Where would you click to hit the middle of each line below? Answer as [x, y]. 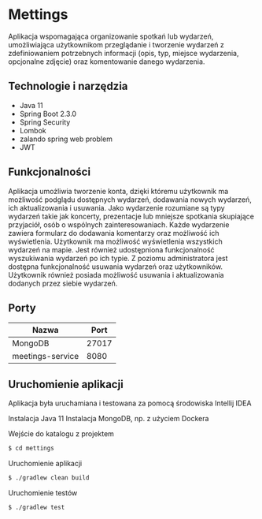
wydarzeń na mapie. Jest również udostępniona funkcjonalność [111, 249]
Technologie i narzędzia [68, 86]
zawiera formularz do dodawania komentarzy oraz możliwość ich [114, 233]
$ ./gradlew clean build [49, 478]
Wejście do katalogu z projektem [61, 434]
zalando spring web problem [66, 139]
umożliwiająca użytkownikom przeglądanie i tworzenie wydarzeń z [116, 44]
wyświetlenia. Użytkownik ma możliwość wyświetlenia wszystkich [115, 241]
